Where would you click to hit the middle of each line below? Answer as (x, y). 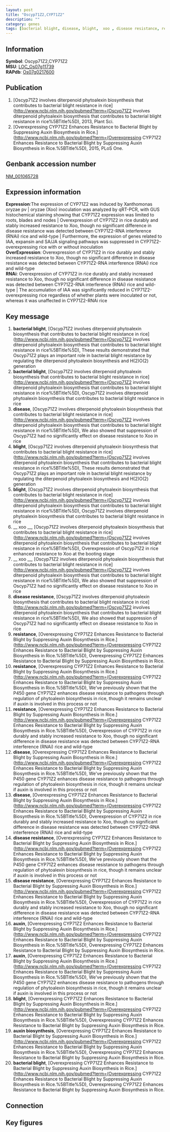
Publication (24, 88)
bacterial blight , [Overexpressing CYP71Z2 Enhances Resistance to (83, 1063)
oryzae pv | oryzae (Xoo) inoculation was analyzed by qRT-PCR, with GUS (83, 209)
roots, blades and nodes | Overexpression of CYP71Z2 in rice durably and (82, 220)
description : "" (23, 19)
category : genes (23, 24)
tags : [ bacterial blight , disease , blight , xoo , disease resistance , (82, 29)
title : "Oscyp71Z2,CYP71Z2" (35, 15)
